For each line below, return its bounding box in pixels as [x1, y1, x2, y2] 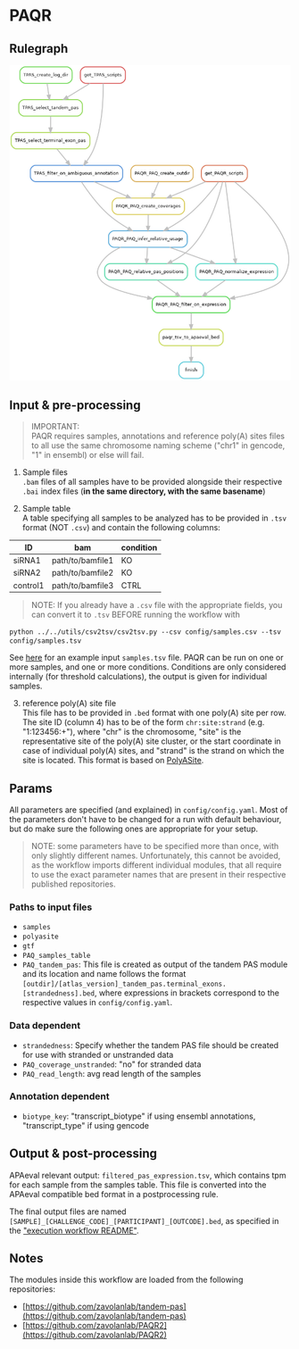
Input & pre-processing [9, 397, 141, 412]
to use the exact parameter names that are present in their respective [30, 869, 287, 879]
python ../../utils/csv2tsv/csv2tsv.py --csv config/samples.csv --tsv [9, 628, 281, 637]
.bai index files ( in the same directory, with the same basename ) [21, 486, 266, 496]
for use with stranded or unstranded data [21, 1049, 174, 1060]
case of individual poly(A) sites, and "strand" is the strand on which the [21, 745, 285, 756]
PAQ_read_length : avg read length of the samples [21, 1068, 202, 1078]
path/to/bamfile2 [52, 568, 114, 579]
